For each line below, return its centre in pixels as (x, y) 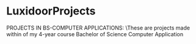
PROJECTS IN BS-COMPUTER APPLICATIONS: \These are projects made (98, 28)
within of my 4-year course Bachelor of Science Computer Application (95, 34)
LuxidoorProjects (51, 11)
